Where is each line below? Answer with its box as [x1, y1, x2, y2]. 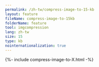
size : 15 [5, 34, 23, 39]
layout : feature [5, 12, 38, 17]
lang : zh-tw [5, 30, 29, 34]
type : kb [5, 39, 23, 44]
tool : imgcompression [5, 25, 49, 30]
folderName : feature [5, 20, 47, 26]
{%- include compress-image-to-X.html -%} [5, 56, 94, 62]
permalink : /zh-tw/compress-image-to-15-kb [5, 7, 95, 12]
